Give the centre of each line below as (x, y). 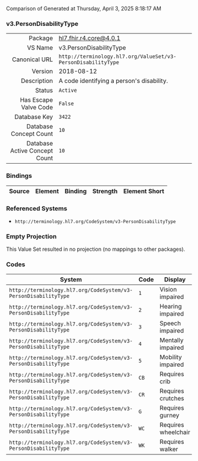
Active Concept (31, 151)
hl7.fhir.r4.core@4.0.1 (90, 38)
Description (37, 81)
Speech (170, 323)
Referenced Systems (37, 208)
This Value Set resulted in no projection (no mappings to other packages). (96, 249)
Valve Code (37, 107)
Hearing (171, 307)
